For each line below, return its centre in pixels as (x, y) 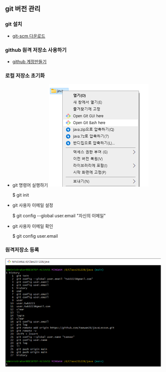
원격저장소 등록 (22, 250)
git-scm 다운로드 (29, 36)
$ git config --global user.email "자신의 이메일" (59, 216)
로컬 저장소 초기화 (25, 76)
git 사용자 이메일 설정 (33, 205)
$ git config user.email (35, 236)
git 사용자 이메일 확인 (33, 226)
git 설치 (14, 24)
